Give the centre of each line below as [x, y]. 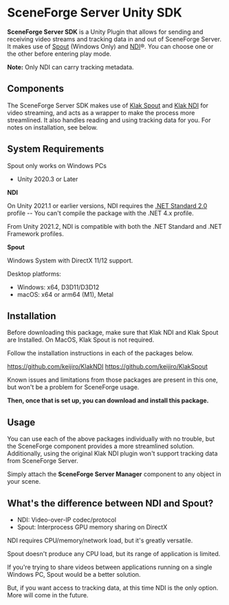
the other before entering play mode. [59, 54]
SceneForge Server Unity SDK [95, 13]
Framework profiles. [35, 234]
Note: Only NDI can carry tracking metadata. [70, 67]
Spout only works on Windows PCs [57, 165]
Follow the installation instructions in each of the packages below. [100, 353]
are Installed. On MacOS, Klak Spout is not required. [81, 340]
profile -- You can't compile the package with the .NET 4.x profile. [100, 213]
